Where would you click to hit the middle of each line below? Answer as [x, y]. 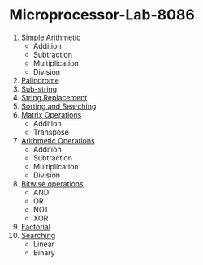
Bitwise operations [52, 183]
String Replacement [54, 97]
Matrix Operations [51, 114]
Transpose [51, 132]
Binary [44, 252]
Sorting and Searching [58, 106]
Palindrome [40, 80]
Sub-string [39, 89]
